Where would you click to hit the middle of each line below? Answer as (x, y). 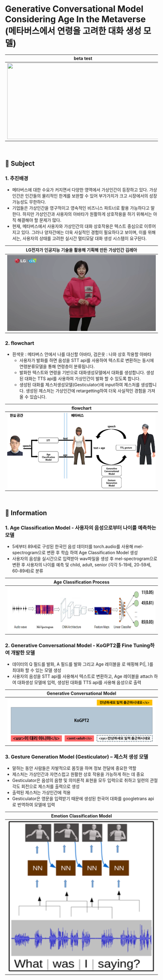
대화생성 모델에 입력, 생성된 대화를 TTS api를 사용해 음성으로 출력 (79, 682)
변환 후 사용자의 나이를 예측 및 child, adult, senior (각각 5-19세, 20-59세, (82, 565)
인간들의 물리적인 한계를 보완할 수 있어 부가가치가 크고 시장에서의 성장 (91, 196)
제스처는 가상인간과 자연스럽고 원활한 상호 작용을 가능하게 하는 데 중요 (78, 774)
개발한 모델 (23, 653)
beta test (83, 58)
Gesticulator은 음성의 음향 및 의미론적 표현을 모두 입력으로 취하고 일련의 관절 (85, 780)
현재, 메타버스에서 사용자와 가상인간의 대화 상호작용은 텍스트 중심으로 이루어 (84, 226)
